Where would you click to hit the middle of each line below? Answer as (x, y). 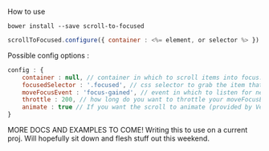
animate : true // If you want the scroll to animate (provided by (137, 107)
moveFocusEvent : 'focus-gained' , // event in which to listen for (137, 92)
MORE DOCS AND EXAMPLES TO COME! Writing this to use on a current (128, 130)
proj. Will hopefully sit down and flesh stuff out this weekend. (109, 138)
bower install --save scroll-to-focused (76, 26)
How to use (26, 12)
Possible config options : (49, 55)
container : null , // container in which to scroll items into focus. (143, 77)
